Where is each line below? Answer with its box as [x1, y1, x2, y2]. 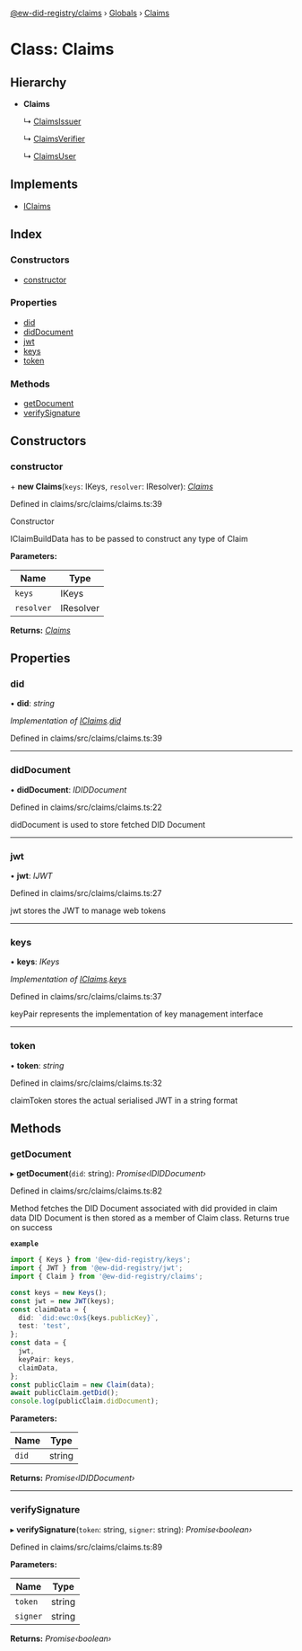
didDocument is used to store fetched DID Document [10, 819, 206, 830]
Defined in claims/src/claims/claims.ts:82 [10, 1185, 162, 1196]
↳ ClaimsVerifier [22, 134, 86, 144]
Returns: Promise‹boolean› [10, 1633, 112, 1644]
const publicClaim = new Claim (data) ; [10, 1380, 155, 1389]
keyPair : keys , [18, 1354, 75, 1364]
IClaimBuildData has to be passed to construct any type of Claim [10, 533, 249, 544]
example [10, 1239, 39, 1248]
